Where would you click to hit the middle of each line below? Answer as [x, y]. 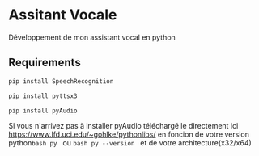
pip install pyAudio [43, 111]
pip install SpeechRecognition [61, 81]
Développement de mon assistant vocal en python [92, 37]
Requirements [45, 63]
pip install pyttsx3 [43, 96]
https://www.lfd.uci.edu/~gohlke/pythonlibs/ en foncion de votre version [129, 134]
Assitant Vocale [63, 15]
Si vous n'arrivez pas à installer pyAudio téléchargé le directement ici [123, 126]
